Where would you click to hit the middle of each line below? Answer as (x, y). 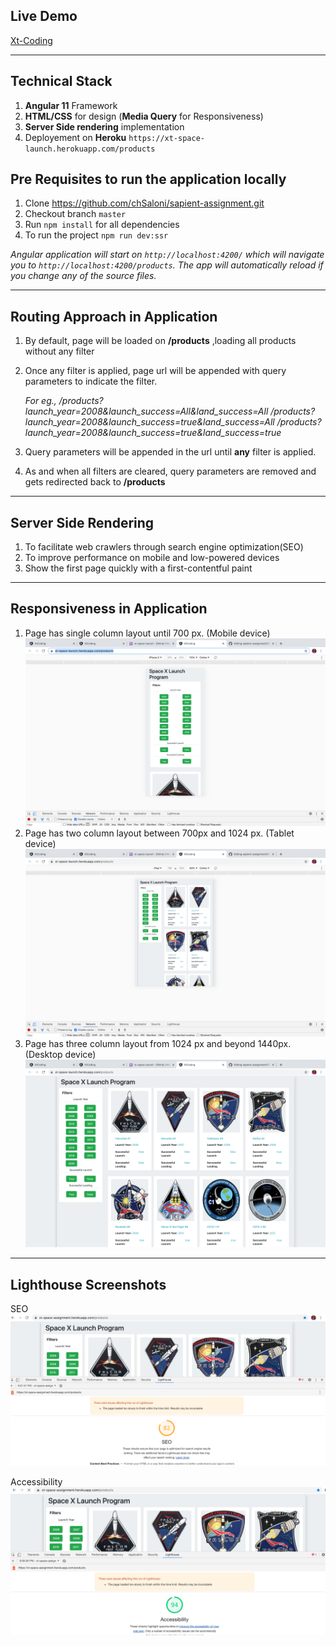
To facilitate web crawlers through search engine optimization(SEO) (164, 547)
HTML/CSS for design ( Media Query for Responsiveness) (144, 116)
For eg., (40, 401)
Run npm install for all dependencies (102, 225)
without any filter (59, 351)
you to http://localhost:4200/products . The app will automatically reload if (167, 265)
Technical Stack (61, 81)
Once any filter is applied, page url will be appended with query (155, 371)
